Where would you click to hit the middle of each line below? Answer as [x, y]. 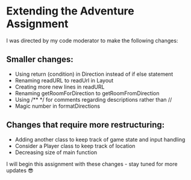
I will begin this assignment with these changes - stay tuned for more [92, 164]
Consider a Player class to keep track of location [75, 146]
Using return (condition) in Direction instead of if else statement [94, 74]
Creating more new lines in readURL [60, 87]
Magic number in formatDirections [58, 106]
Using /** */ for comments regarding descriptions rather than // [93, 99]
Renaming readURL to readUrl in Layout [64, 80]
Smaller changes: [40, 59]
